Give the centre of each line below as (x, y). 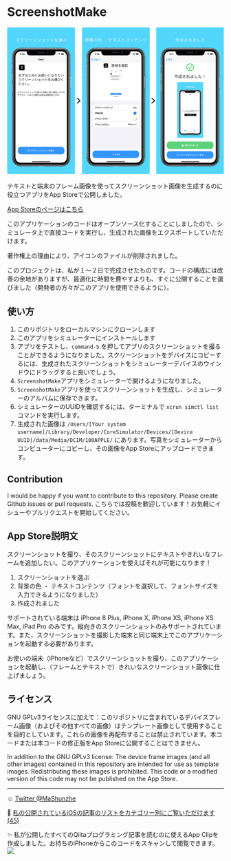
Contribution (35, 479)
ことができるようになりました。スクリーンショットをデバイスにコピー (116, 355)
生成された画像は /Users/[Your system (71, 424)
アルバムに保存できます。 (65, 398)
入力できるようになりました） (59, 594)
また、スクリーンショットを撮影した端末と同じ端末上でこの (102, 635)
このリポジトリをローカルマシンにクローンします (86, 329)
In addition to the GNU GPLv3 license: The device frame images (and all (109, 756)
